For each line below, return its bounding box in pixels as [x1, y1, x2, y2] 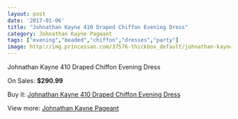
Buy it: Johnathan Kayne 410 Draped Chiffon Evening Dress [7, 90, 181, 98]
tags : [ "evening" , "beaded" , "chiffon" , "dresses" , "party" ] [7, 37, 179, 44]
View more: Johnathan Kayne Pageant [7, 104, 119, 112]
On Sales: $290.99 [7, 76, 64, 85]
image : [7, 43, 27, 50]
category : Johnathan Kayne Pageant [7, 30, 113, 38]
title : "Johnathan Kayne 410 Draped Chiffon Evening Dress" [7, 23, 189, 30]
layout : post [7, 10, 46, 18]
